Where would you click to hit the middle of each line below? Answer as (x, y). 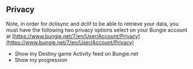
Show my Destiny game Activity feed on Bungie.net (76, 54)
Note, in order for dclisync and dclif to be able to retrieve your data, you (92, 23)
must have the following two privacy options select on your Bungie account (97, 30)
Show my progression (41, 60)
